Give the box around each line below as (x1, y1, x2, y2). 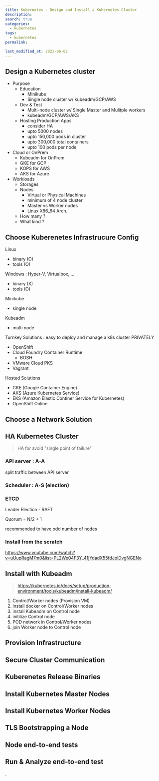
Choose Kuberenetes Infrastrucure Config (5, 233, 139, 241)
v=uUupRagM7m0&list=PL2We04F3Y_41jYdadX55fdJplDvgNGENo (5, 555, 142, 561)
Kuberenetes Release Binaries (5, 673, 101, 681)
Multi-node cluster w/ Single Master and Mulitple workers (27, 107, 146, 113)
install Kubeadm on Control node (12, 608, 80, 615)
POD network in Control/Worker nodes (12, 619, 92, 625)
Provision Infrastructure (5, 639, 81, 647)
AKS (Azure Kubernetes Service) (12, 390, 80, 396)
